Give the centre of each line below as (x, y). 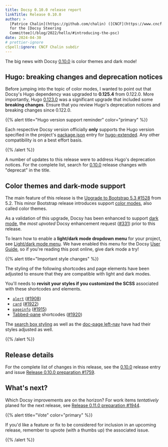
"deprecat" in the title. (28, 170)
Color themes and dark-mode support (65, 186)
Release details (29, 355)
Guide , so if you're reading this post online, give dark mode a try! (72, 249)
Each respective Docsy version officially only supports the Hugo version (80, 129)
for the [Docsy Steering (35, 28)
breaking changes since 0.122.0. (38, 110)
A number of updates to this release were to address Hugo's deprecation (80, 159)
